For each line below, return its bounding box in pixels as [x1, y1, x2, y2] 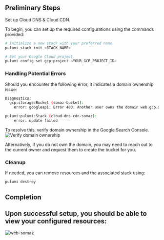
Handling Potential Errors [5, 70, 66, 77]
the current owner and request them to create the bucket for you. [5, 147, 136, 152]
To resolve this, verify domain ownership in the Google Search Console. [5, 127, 149, 133]
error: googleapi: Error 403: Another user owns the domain [14, 105, 139, 110]
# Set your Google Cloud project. [5, 54, 76, 59]
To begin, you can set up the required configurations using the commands [5, 26, 154, 32]
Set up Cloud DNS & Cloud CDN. [5, 17, 71, 22]
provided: [5, 31, 24, 37]
